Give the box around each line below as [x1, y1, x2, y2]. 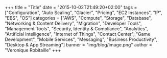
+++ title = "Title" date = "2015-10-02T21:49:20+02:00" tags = [5, 5, 137, 10]
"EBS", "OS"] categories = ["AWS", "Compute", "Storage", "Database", [5, 15, 152, 21]
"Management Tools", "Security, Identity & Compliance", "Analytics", [5, 26, 149, 32]
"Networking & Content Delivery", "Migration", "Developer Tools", [5, 20, 142, 26]
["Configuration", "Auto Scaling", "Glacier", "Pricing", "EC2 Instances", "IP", [5, 10, 162, 16]
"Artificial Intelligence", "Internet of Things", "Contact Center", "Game [5, 31, 151, 37]
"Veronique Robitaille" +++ [5, 47, 61, 53]
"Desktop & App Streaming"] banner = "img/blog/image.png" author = [5, 42, 153, 47]
